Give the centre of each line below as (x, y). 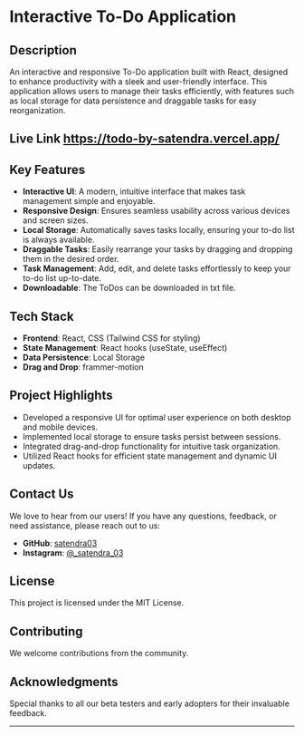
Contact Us (42, 494)
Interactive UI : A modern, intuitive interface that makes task (134, 191)
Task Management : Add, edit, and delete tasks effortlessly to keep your (157, 268)
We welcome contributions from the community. (99, 654)
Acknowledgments (64, 682)
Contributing (46, 631)
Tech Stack (42, 316)
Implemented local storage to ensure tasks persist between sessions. (152, 436)
